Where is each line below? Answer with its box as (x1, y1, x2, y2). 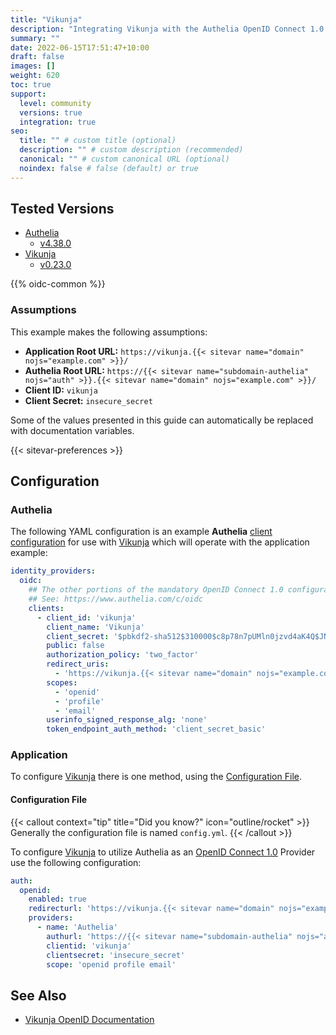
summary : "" (10, 33, 60, 43)
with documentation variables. (10, 424, 135, 436)
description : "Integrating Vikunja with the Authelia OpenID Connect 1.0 (10, 24, 325, 34)
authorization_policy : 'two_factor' (46, 650, 199, 660)
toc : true (10, 80, 52, 90)
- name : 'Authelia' (36, 922, 118, 933)
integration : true (19, 117, 97, 127)
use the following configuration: (10, 856, 142, 868)
